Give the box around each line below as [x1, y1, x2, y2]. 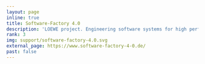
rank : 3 [6, 32, 26, 38]
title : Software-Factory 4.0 [6, 20, 81, 26]
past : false [6, 49, 37, 55]
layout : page [6, 9, 40, 15]
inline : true [6, 15, 40, 21]
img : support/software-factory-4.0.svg [6, 37, 108, 43]
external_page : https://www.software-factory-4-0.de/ [6, 43, 146, 49]
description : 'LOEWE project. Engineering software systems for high [6, 26, 187, 32]
